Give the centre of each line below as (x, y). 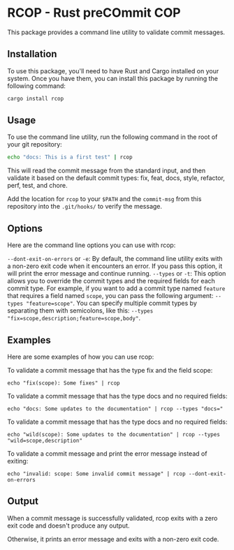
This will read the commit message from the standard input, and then (107, 171)
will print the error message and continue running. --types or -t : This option (117, 274)
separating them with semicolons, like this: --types (80, 311)
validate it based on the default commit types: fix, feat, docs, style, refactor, (116, 178)
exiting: (18, 461)
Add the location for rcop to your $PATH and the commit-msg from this (104, 199)
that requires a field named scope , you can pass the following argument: (110, 296)
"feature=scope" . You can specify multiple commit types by (111, 303)
